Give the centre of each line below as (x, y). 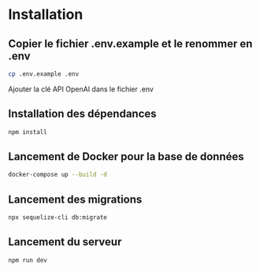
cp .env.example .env (44, 74)
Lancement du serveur (65, 242)
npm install (28, 132)
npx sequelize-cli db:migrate (58, 218)
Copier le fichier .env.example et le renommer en (130, 44)
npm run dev (28, 260)
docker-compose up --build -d (58, 175)
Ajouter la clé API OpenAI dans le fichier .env (81, 89)
